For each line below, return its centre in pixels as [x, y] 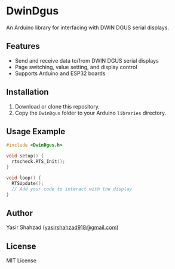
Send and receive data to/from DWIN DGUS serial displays [87, 60]
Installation [27, 92]
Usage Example [36, 132]
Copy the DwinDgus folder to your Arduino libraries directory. [90, 113]
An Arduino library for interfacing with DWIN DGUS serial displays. [87, 27]
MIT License [22, 260]
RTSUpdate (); [28, 183]
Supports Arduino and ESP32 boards [60, 73]
